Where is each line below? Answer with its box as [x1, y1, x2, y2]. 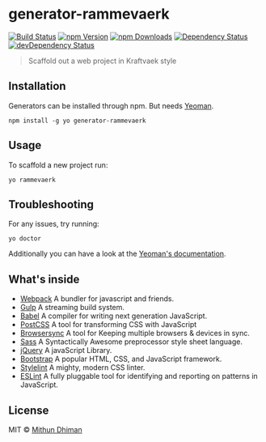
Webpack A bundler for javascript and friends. [19, 294, 175, 304]
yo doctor [8, 235, 42, 243]
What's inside [8, 272, 80, 286]
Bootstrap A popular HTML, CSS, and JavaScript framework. [19, 354, 222, 364]
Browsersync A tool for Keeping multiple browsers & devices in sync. [19, 329, 251, 338]
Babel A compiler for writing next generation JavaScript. [19, 311, 208, 321]
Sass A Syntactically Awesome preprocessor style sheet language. [19, 337, 243, 346]
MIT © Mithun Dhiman [8, 425, 82, 434]
